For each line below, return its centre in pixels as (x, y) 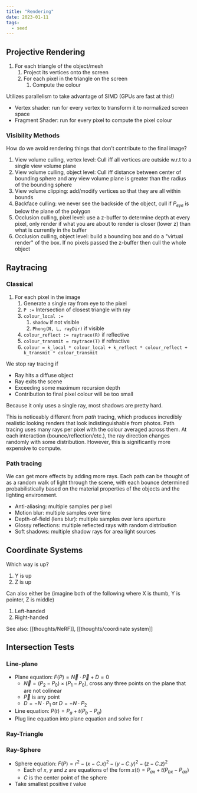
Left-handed (30, 611)
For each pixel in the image (47, 297)
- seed (19, 28)
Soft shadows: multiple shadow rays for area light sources (85, 532)
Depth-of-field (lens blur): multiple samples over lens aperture (90, 519)
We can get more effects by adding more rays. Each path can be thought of (98, 476)
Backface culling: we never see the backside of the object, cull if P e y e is (102, 204)
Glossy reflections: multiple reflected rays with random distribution (96, 525)
